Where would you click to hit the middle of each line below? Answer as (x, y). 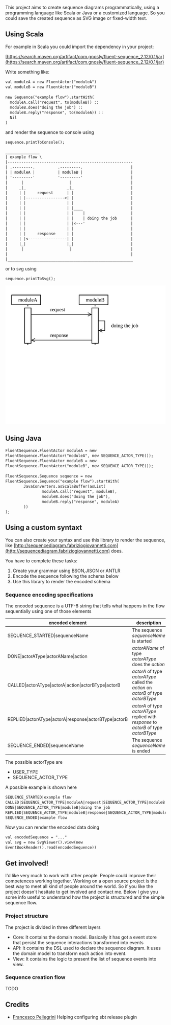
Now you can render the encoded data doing (52, 827)
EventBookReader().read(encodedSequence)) (51, 848)
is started (142, 641)
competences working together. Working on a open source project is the (81, 881)
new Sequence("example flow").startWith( (50, 97)
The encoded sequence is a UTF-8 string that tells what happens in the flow (85, 606)
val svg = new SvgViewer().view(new (44, 842)
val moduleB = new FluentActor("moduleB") (51, 87)
